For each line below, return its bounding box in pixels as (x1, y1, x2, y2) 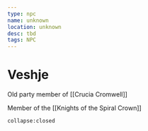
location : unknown (7, 23, 62, 30)
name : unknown (7, 17, 50, 24)
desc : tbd (7, 30, 37, 37)
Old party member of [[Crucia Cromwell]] (7, 90, 127, 99)
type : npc (7, 10, 37, 18)
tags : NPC (7, 37, 37, 44)
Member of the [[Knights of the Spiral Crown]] (7, 104, 142, 113)
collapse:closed (7, 118, 55, 125)
